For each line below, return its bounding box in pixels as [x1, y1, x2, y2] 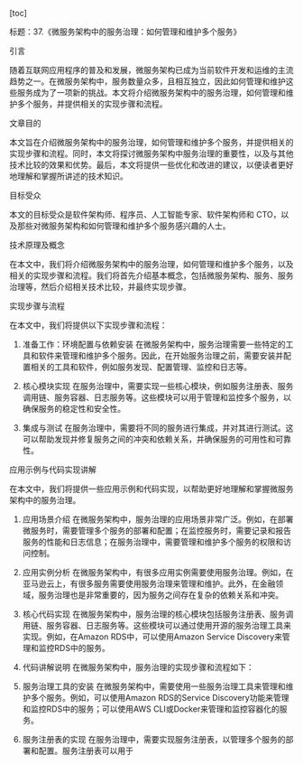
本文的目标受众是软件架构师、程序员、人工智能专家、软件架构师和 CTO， [9, 210, 281, 219]
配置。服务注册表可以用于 [38, 745, 133, 756]
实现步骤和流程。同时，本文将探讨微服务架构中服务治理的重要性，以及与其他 [9, 148, 294, 159]
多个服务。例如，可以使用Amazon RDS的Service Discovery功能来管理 [30, 693, 289, 703]
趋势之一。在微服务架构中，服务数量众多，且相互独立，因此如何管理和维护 [9, 76, 286, 87]
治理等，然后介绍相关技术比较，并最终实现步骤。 [9, 282, 191, 292]
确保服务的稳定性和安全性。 [22, 404, 126, 414]
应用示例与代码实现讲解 [9, 464, 96, 475]
